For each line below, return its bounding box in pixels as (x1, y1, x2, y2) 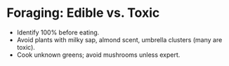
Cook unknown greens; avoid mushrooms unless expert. (16, 51, 181, 59)
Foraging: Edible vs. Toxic (6, 5, 160, 21)
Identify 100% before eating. (16, 28, 100, 37)
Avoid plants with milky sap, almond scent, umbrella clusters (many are (16, 35, 223, 44)
